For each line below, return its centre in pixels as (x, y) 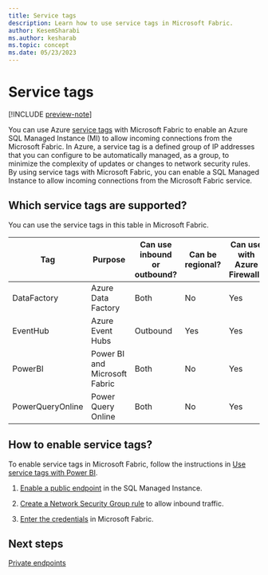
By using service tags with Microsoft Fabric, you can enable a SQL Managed (134, 171)
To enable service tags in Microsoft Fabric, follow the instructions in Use (127, 464)
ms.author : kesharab (43, 38)
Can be (203, 254)
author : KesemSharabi (44, 30)
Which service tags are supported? (98, 205)
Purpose (109, 259)
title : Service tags (43, 16)
